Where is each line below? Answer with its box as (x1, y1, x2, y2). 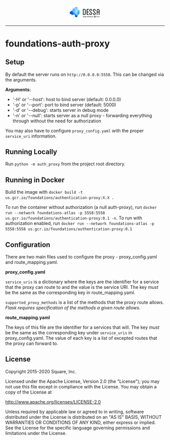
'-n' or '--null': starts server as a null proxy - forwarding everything (12, 112, 152, 118)
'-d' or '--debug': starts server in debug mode (12, 107, 109, 113)
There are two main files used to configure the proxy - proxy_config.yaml (5, 254, 157, 259)
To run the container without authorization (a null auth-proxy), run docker (5, 204, 157, 210)
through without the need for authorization (12, 118, 101, 124)
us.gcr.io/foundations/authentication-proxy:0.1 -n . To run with (5, 215, 143, 221)
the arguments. (5, 76, 37, 82)
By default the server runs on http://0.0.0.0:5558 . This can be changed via (5, 71, 164, 77)
